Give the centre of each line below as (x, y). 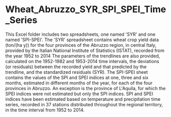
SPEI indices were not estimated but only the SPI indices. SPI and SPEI (79, 94)
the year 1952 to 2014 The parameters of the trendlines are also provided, (83, 56)
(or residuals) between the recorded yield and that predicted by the (76, 67)
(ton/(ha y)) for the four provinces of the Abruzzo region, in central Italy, (81, 45)
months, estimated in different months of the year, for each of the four (79, 83)
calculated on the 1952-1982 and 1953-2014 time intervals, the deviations (82, 61)
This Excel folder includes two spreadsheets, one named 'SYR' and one (80, 34)
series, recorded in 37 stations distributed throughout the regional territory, (84, 104)
